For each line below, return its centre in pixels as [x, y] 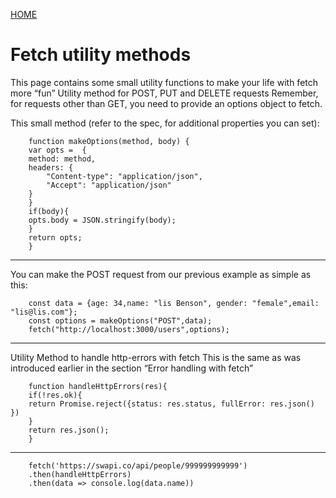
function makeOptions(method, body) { [109, 141]
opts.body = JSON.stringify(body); [102, 220]
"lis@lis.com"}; [44, 312]
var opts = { [57, 150]
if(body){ [49, 211]
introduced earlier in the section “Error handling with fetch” [132, 368]
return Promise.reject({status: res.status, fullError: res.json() [171, 404]
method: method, [62, 159]
